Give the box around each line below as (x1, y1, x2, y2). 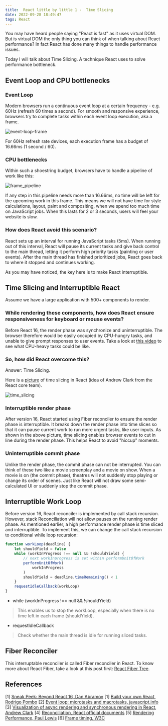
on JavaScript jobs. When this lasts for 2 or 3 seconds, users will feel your (5, 208, 159, 214)
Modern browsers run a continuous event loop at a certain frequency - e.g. (5, 103, 160, 109)
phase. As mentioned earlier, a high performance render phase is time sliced (5, 521, 163, 527)
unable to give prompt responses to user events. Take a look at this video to (5, 338, 162, 344)
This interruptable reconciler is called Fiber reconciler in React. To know (5, 660, 154, 666)
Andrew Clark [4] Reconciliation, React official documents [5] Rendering (5, 709, 154, 715)
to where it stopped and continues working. (5, 259, 95, 265)
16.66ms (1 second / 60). (5, 144, 56, 150)
